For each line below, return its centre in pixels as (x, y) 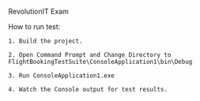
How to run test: (34, 26)
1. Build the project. (45, 41)
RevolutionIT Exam (38, 11)
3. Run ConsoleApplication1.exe (61, 76)
